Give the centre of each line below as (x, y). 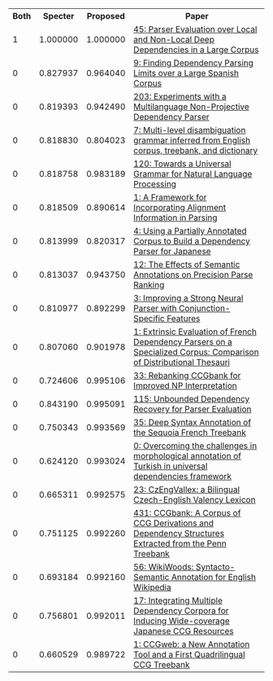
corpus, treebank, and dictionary (196, 150)
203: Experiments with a (180, 97)
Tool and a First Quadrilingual (189, 655)
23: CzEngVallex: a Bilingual (187, 490)
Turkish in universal (171, 466)
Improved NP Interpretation (185, 386)
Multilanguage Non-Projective (191, 107)
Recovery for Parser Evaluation (193, 409)
